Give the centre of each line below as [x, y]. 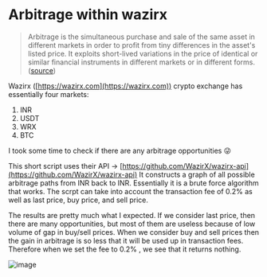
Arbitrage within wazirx [88, 15]
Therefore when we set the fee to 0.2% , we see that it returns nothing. [125, 249]
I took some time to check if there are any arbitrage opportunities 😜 [120, 150]
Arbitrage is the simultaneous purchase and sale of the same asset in [141, 37]
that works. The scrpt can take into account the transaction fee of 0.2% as [130, 191]
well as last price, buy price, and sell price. [79, 200]
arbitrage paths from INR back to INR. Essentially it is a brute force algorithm [133, 183]
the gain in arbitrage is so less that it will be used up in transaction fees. [126, 240]
